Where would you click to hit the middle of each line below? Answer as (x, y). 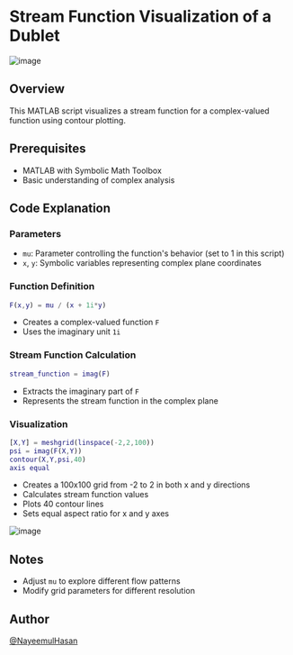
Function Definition (52, 287)
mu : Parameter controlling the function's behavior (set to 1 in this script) (153, 253)
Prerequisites (48, 149)
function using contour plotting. (67, 120)
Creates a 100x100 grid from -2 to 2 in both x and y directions (136, 485)
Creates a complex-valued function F (91, 323)
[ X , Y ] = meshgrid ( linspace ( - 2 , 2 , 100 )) (82, 442)
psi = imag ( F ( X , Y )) (46, 451)
